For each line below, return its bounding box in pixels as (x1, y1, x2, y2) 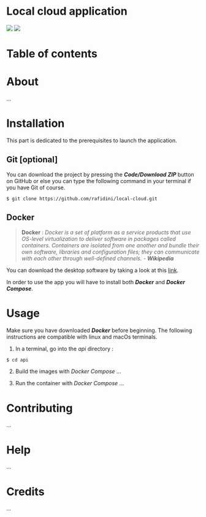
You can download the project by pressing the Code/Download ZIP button (6, 170, 194, 178)
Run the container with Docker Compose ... (15, 380, 124, 387)
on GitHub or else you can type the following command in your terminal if (6, 177, 191, 184)
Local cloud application (6, 4, 128, 18)
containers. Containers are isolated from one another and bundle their (21, 241, 200, 249)
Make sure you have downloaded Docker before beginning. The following (6, 326, 193, 334)
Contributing (6, 401, 73, 415)
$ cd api (6, 357, 29, 363)
